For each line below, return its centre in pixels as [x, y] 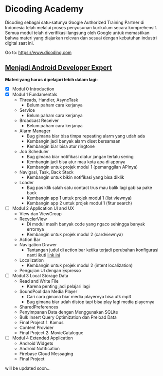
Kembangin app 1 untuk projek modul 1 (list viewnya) [79, 198]
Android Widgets [36, 343]
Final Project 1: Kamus [42, 322]
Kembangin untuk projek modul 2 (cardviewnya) [75, 234]
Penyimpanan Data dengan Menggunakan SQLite [69, 312]
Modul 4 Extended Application [42, 338]
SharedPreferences [39, 307]
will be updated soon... [28, 368]
